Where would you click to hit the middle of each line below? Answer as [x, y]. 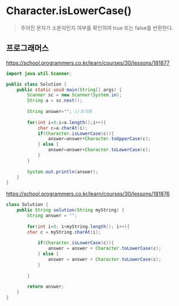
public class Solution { [36, 84]
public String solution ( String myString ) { [71, 210]
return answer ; [46, 287]
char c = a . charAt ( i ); [63, 128]
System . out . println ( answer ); [63, 172]
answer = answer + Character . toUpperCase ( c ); [99, 139]
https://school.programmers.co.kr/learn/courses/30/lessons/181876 [88, 194]
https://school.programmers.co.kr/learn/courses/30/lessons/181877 [88, 62]
